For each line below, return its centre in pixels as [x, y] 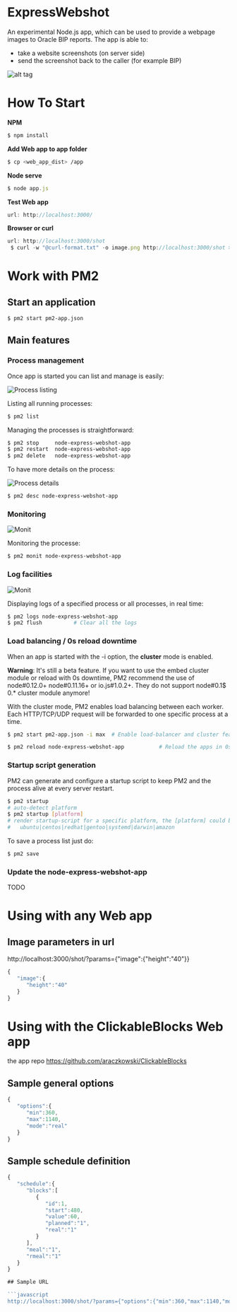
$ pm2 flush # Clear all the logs [72, 623]
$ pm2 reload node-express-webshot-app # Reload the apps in [115, 747]
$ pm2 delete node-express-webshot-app [69, 456]
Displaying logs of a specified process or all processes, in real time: [105, 603]
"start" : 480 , [64, 1210]
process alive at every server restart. [61, 788]
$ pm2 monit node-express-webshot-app [64, 556]
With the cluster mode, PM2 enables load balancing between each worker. [116, 706]
